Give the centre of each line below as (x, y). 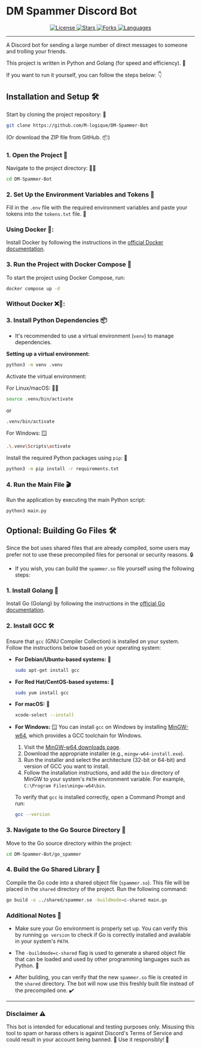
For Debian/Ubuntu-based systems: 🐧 (63, 659)
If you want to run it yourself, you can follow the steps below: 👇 (84, 75)
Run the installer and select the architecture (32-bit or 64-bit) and (105, 760)
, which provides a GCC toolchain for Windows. (84, 736)
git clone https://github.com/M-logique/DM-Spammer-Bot (77, 125)
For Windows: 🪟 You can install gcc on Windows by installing (91, 727)
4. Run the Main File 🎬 (39, 485)
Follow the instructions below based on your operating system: (84, 647)
